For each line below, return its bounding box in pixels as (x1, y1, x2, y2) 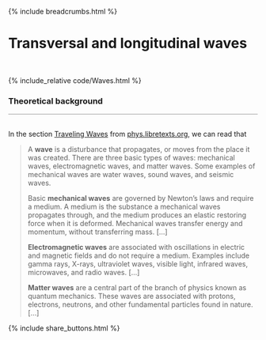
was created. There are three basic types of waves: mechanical (27, 153, 235, 163)
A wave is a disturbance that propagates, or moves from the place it (27, 145, 250, 154)
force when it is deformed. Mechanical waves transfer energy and (27, 219, 243, 229)
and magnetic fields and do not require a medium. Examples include (27, 251, 250, 260)
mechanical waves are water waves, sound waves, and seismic (27, 170, 234, 179)
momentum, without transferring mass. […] (27, 227, 168, 236)
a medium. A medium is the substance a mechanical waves (27, 202, 221, 212)
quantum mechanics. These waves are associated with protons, (27, 292, 236, 301)
